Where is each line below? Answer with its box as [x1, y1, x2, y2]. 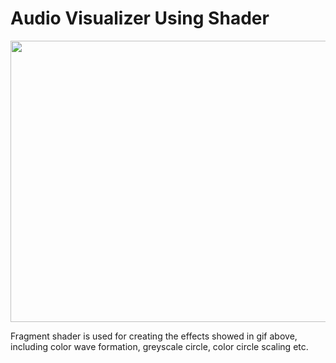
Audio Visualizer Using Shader [10, 7, 270, 30]
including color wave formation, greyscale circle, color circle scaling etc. [10, 340, 309, 352]
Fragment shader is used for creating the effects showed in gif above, [10, 330, 298, 342]
